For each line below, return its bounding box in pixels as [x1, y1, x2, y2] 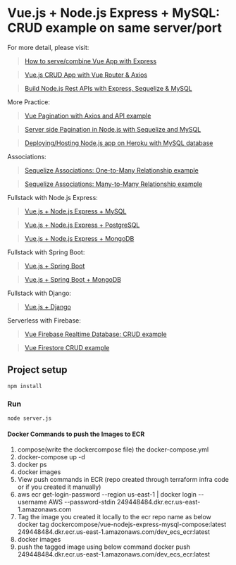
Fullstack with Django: [7, 289, 72, 297]
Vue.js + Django [24, 302, 72, 311]
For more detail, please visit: [7, 43, 89, 51]
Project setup [7, 364, 68, 376]
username [17, 498, 47, 507]
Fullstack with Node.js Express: [7, 193, 99, 201]
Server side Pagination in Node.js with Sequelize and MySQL [24, 125, 201, 133]
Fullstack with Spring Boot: [7, 248, 85, 256]
